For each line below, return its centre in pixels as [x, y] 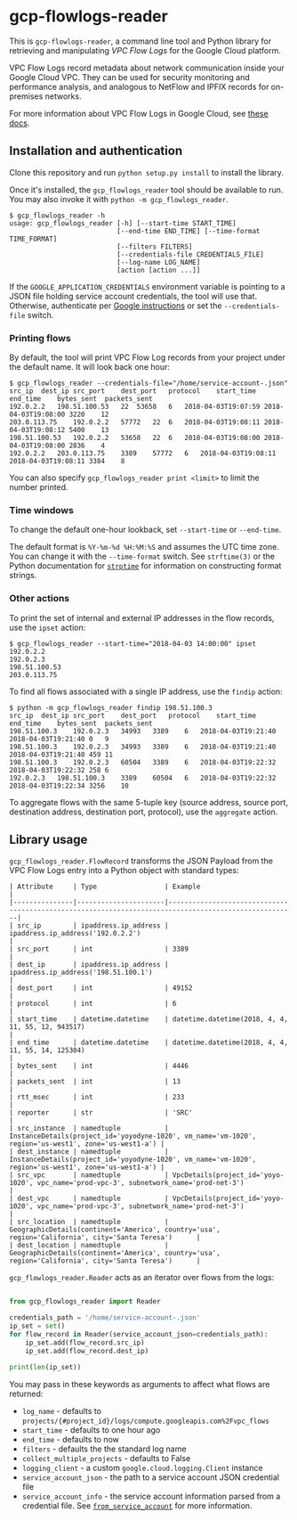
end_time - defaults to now [71, 1439]
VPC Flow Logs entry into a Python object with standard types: [124, 870]
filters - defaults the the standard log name [104, 1449]
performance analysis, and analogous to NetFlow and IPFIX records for [139, 86]
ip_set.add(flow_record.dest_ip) [87, 1351]
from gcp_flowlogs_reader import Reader [85, 1302]
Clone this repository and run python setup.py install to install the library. [147, 172]
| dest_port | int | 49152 [101, 988]
